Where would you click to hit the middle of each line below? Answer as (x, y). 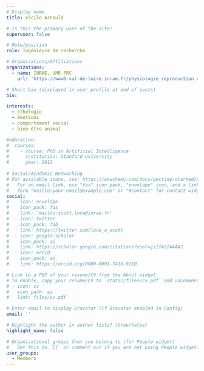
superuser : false (28, 34)
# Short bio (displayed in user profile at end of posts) (81, 90)
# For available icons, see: (43, 179)
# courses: (21, 145)
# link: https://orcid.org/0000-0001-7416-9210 (72, 264)
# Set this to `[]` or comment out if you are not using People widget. (103, 347)
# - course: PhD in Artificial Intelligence (68, 151)
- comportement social (40, 123)
